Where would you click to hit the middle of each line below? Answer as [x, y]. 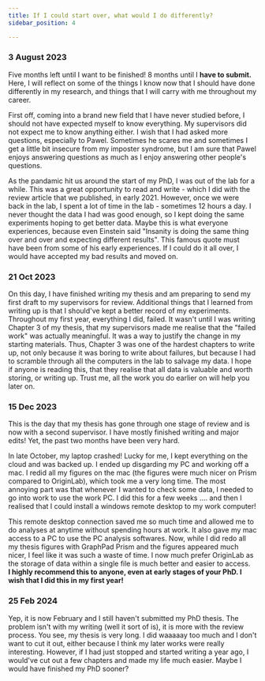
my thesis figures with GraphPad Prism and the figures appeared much [123, 547]
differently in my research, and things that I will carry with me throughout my [132, 91]
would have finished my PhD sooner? [69, 668]
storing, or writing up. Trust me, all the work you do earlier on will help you [129, 378]
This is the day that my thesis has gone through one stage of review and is [129, 424]
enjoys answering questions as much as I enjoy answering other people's [127, 157]
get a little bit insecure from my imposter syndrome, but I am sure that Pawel [132, 149]
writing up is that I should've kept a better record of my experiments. [119, 311]
